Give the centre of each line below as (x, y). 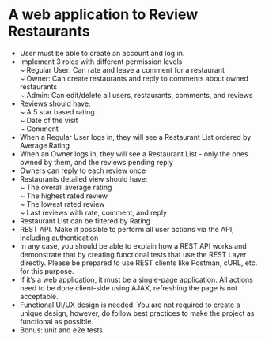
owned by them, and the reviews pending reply (97, 162)
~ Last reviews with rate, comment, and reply (93, 212)
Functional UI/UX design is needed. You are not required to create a (130, 305)
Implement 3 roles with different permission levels (101, 62)
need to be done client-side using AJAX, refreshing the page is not (129, 288)
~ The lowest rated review (62, 204)
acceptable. (39, 296)
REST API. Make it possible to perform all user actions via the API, (127, 229)
